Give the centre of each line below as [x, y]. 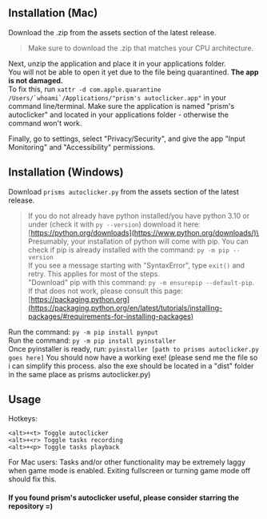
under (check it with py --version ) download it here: [114, 224]
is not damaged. [36, 80]
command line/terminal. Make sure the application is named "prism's [122, 106]
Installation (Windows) [66, 173]
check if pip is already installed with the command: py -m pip [129, 249]
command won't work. [45, 123]
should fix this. [33, 479]
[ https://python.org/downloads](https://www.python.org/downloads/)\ [143, 232]
